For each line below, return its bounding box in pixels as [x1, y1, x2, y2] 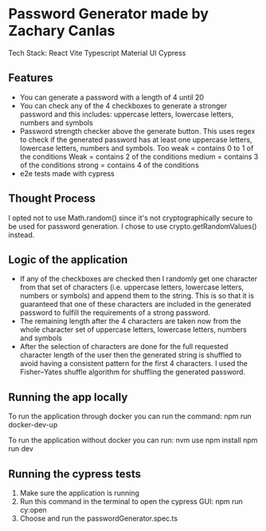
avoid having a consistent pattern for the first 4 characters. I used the [19, 359, 248, 368]
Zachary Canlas [8, 22, 115, 40]
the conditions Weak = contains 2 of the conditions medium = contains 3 [19, 151, 259, 161]
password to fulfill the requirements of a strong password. [19, 308, 211, 317]
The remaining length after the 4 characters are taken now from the [19, 317, 241, 326]
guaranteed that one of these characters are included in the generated [19, 300, 252, 309]
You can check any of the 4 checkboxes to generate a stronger [19, 100, 227, 110]
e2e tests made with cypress [19, 168, 115, 178]
